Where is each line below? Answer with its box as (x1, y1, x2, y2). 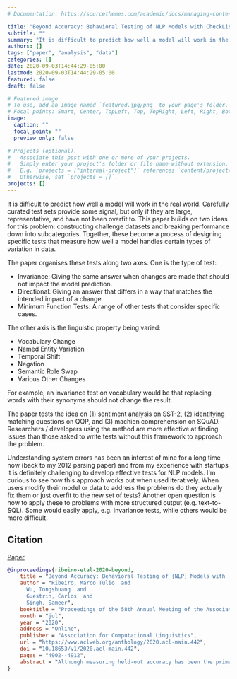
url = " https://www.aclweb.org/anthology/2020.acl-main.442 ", (20, 639, 207, 646)
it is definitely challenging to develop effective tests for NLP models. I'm (7, 468, 217, 477)
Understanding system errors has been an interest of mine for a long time (7, 453, 221, 462)
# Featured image (7, 95, 59, 103)
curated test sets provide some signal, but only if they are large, (7, 207, 193, 216)
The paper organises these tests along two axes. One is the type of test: (7, 258, 217, 267)
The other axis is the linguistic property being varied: (7, 323, 161, 332)
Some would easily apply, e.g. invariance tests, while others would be (25, 506, 227, 514)
